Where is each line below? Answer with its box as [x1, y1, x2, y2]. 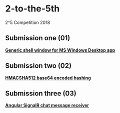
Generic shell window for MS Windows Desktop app [5, 47, 115, 53]
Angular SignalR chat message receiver [5, 103, 89, 109]
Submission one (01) [5, 34, 70, 42]
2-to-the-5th [5, 3, 60, 14]
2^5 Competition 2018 [5, 19, 50, 25]
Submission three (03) [5, 89, 76, 98]
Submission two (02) [5, 62, 71, 70]
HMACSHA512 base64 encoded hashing [5, 75, 91, 81]
